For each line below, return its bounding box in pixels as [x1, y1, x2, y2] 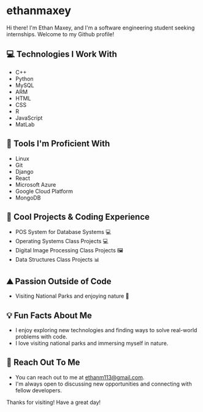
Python [15, 75, 34, 82]
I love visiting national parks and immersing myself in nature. [15, 340, 169, 347]
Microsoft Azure [15, 181, 56, 188]
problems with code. [15, 333, 67, 340]
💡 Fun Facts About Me [6, 310, 92, 321]
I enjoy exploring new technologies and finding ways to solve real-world [15, 327, 197, 333]
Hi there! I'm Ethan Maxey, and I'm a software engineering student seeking [6, 24, 195, 31]
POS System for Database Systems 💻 [15, 228, 112, 236]
